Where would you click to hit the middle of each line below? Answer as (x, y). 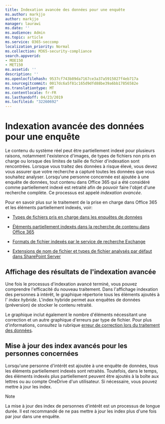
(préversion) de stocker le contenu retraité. (49, 305)
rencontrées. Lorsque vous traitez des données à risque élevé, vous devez (81, 166)
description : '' (22, 74)
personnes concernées (42, 354)
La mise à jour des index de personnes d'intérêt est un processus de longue (82, 406)
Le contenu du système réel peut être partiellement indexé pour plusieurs (80, 151)
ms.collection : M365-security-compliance (49, 51)
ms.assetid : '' (21, 70)
